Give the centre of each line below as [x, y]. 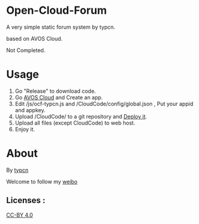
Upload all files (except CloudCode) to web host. [75, 123]
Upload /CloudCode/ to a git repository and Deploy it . [81, 116]
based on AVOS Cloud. [35, 38]
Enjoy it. [25, 129]
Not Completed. [26, 50]
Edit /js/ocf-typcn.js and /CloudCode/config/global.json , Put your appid [104, 104]
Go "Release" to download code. [55, 91]
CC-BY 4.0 [20, 215]
